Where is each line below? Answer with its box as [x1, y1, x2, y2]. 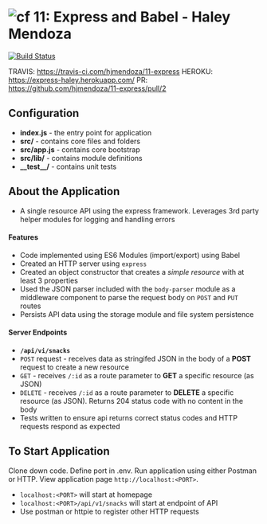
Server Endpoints [8, 327, 68, 338]
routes [19, 301, 41, 311]
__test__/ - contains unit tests [19, 162, 117, 171]
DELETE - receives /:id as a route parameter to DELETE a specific [19, 387, 234, 397]
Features [8, 233, 38, 242]
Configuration [8, 107, 80, 120]
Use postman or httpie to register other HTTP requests [19, 506, 199, 516]
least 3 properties [19, 276, 78, 285]
